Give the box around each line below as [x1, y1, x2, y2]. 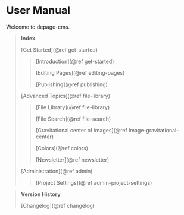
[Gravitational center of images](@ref [35, 127, 128, 134]
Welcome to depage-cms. [6, 23, 70, 30]
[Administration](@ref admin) [20, 167, 93, 175]
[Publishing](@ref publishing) [35, 81, 108, 88]
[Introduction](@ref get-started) [35, 58, 114, 65]
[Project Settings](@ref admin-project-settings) [35, 179, 152, 186]
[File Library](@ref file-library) [35, 103, 110, 110]
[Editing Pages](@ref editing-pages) [35, 69, 125, 76]
